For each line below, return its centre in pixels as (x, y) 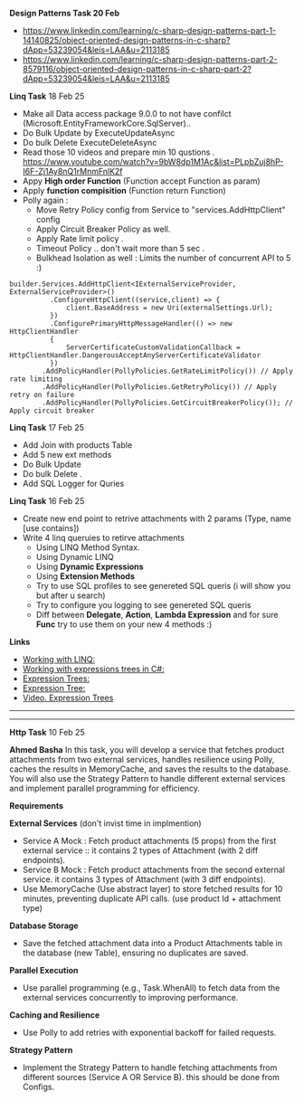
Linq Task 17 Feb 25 (47, 427)
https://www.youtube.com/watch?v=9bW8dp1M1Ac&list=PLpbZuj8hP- (153, 161)
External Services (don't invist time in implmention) (105, 823)
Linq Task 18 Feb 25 (47, 96)
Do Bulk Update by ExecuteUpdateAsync (99, 133)
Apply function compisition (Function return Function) (124, 190)
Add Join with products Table (77, 445)
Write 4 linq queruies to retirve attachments (104, 538)
